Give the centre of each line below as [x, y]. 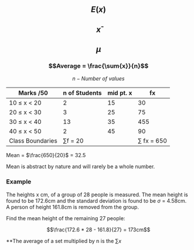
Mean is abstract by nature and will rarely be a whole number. [81, 166]
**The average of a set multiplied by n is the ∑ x [64, 241]
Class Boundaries [33, 141]
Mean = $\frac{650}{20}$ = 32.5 [46, 155]
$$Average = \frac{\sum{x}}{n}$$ [98, 66]
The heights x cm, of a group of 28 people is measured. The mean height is [97, 195]
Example [19, 182]
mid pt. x [120, 93]
